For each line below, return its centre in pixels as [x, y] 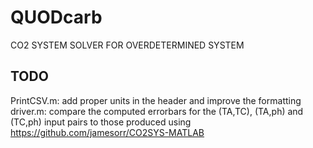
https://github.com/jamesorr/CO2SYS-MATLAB [107, 132]
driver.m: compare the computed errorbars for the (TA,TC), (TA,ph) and [157, 111]
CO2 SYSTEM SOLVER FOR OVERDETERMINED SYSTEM [127, 45]
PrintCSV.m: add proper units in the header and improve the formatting [156, 100]
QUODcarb [56, 17]
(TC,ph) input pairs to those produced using [101, 122]
